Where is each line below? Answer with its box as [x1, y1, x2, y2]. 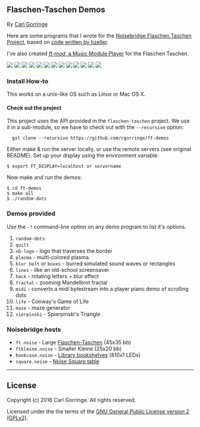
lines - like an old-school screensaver [15, 266, 109, 273]
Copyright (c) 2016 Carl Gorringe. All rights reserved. [7, 396, 136, 403]
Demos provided [7, 209, 56, 218]
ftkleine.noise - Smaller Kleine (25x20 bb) [15, 345, 122, 352]
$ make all [7, 190, 34, 197]
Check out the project [7, 104, 62, 111]
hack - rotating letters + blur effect [15, 272, 99, 280]
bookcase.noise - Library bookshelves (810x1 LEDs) [15, 351, 141, 359]
